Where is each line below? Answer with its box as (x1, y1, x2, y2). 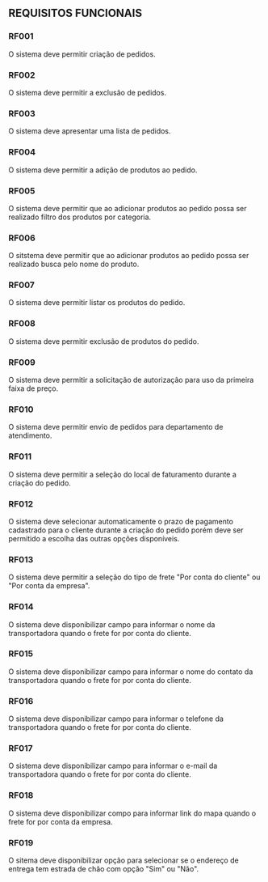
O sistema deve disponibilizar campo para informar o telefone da (8, 714, 224, 723)
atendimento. (8, 430, 52, 440)
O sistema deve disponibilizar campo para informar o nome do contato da (8, 667, 253, 676)
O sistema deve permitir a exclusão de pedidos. (8, 87, 167, 97)
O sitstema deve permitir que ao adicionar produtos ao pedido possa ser (8, 251, 249, 261)
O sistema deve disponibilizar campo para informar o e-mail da (8, 761, 218, 771)
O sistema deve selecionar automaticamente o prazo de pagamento (8, 516, 234, 526)
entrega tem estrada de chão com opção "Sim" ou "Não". (8, 864, 199, 874)
